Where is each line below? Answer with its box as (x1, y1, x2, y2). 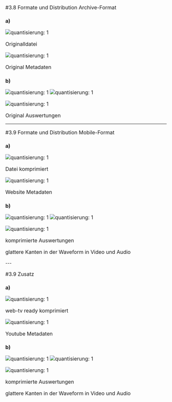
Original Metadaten (5, 64, 52, 71)
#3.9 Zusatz (5, 270, 34, 277)
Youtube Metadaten (5, 330, 53, 337)
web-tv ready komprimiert (5, 307, 69, 314)
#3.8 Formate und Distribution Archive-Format (5, 4, 117, 11)
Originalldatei (5, 41, 37, 48)
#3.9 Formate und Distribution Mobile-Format (5, 129, 115, 136)
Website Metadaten (5, 189, 53, 196)
